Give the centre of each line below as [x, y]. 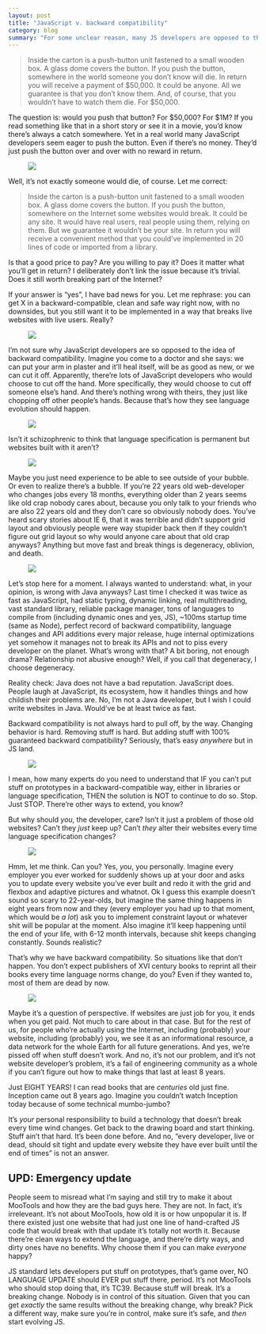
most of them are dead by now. [59, 983]
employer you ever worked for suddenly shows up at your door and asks [127, 875]
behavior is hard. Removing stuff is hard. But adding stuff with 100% [119, 732]
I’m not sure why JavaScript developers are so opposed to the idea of [122, 350]
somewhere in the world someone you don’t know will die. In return [137, 77]
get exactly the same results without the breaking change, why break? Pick [131, 1305]
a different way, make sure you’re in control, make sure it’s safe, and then [127, 1313]
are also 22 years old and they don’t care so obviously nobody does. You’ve [132, 511]
